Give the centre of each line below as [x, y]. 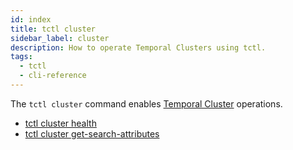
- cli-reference [53, 76]
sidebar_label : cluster [60, 38]
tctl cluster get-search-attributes [92, 133]
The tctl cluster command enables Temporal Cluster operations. [146, 103]
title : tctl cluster [53, 29]
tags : [21, 57]
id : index [31, 19]
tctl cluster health [60, 123]
